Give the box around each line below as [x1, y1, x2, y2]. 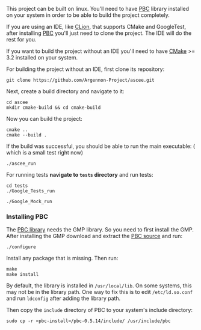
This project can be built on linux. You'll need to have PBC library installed [6, 5, 190, 12]
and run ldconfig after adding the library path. [6, 295, 121, 302]
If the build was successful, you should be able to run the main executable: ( [6, 142, 196, 150]
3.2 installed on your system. [6, 54, 78, 61]
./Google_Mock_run [6, 198, 52, 204]
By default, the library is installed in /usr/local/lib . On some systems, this [6, 282, 192, 289]
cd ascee [6, 99, 28, 105]
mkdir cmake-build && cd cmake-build [6, 105, 101, 111]
